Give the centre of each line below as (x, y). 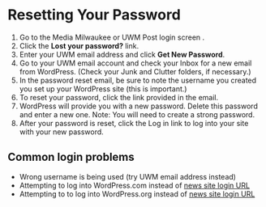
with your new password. (62, 132)
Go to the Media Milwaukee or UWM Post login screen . (112, 37)
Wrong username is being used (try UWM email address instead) (128, 176)
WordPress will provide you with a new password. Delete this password (139, 106)
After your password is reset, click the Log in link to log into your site (134, 123)
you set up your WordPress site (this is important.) (103, 89)
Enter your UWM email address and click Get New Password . (122, 54)
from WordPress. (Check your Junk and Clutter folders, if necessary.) (135, 71)
